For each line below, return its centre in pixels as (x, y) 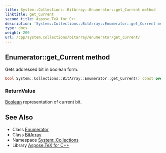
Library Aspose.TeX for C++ (41, 145)
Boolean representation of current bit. (43, 102)
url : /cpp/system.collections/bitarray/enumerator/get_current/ (73, 38)
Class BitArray (27, 135)
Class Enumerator (30, 129)
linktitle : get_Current (30, 14)
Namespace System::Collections (45, 140)
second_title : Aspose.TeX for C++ (41, 19)
